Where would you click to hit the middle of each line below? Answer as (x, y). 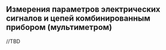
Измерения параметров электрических (83, 9)
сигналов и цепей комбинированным (78, 19)
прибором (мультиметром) (59, 27)
